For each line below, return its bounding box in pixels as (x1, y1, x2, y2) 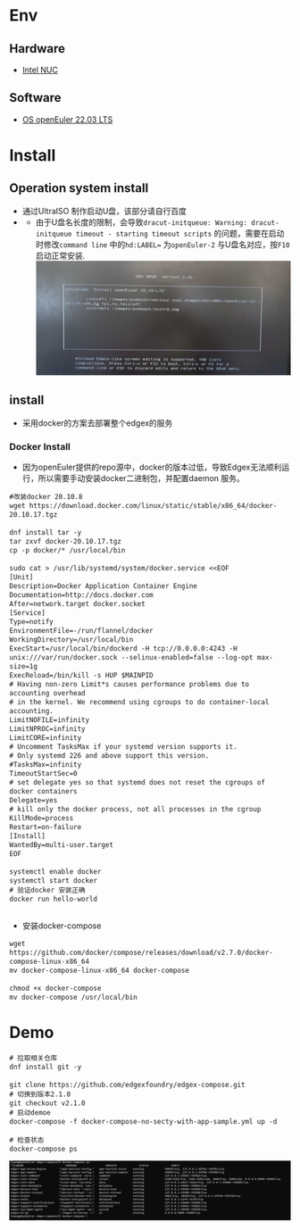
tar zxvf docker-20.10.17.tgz (9, 536, 122, 545)
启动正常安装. (35, 250, 86, 261)
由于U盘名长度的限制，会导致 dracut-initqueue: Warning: (35, 216, 248, 228)
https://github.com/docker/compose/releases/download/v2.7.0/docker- (9, 948, 274, 957)
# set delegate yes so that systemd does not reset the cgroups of (9, 777, 266, 786)
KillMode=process (9, 813, 74, 822)
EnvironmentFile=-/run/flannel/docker (9, 626, 154, 635)
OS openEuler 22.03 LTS (21, 113, 113, 125)
